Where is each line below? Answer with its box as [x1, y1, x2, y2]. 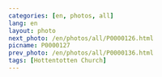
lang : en [8, 19, 38, 27]
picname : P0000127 [8, 42, 70, 50]
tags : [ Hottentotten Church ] [8, 57, 107, 65]
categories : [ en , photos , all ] [8, 11, 114, 20]
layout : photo [8, 26, 57, 34]
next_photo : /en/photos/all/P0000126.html [8, 34, 154, 43]
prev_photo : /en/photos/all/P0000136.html [8, 49, 154, 57]
